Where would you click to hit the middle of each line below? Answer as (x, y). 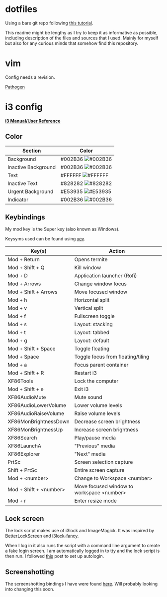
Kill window (88, 268)
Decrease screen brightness (107, 421)
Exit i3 (82, 389)
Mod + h (17, 300)
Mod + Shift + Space (32, 349)
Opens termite (91, 259)
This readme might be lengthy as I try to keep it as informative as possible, (82, 32)
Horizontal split (92, 300)
